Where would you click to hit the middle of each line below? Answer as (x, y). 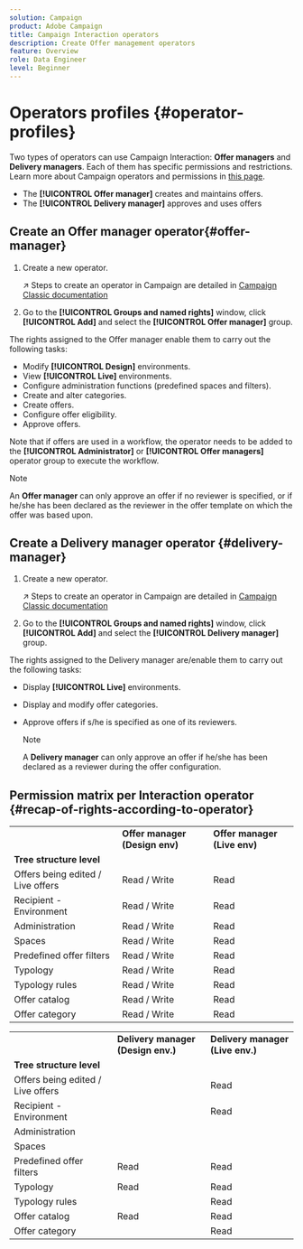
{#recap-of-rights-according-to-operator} (132, 809)
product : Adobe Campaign (56, 26)
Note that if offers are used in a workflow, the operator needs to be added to (151, 441)
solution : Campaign (46, 18)
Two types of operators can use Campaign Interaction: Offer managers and (150, 157)
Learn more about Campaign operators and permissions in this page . (138, 176)
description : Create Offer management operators (102, 43)
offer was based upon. (51, 515)
